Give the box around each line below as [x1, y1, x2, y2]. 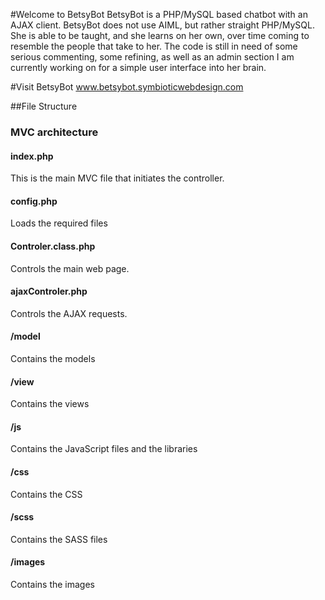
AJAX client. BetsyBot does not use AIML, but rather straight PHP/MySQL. [10, 19, 315, 31]
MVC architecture [10, 125, 99, 139]
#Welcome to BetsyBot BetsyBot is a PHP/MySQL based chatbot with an [10, 9, 308, 20]
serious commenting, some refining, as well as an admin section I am [10, 51, 295, 63]
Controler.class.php [10, 240, 96, 252]
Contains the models [10, 352, 96, 364]
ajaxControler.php [10, 285, 88, 298]
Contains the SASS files [10, 533, 108, 545]
